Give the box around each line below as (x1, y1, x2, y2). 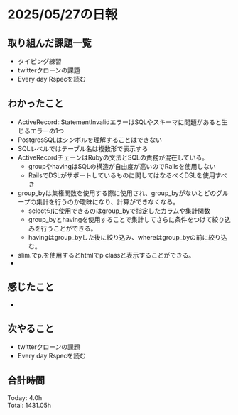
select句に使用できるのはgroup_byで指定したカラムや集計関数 (28, 206, 211, 215)
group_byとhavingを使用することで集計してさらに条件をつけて (28, 215, 212, 223)
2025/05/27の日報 (7, 6, 118, 23)
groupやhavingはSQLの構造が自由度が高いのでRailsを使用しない (28, 162, 217, 170)
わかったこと (7, 97, 64, 110)
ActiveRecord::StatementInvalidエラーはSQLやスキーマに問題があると (17, 118, 222, 126)
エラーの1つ (30, 126, 65, 135)
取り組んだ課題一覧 (7, 37, 92, 49)
